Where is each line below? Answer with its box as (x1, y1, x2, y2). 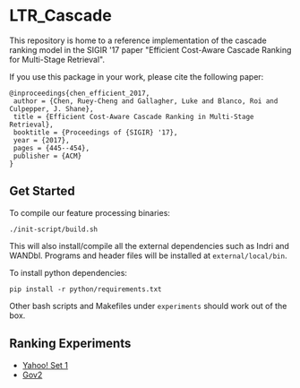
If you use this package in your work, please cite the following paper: (9, 71, 264, 82)
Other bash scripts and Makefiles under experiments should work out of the (9, 300, 287, 311)
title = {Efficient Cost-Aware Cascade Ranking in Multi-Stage (13, 112, 254, 121)
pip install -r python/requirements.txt (9, 284, 163, 294)
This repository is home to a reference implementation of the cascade (9, 35, 267, 46)
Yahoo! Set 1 (21, 359, 69, 370)
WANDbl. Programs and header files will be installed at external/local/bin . (9, 250, 287, 261)
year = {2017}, (13, 135, 70, 144)
